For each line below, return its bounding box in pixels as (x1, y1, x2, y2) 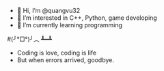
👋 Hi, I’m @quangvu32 (16, 7, 81, 14)
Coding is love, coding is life (16, 48, 97, 57)
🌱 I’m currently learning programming (16, 21, 123, 29)
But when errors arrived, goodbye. (16, 56, 115, 64)
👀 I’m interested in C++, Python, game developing (16, 14, 157, 22)
